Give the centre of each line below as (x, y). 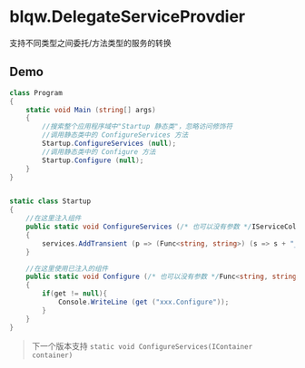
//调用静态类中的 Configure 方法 (99, 151)
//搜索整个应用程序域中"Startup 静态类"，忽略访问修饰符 (138, 127)
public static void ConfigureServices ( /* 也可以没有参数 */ (139, 227)
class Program (36, 92)
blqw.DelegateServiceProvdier (128, 17)
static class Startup (50, 201)
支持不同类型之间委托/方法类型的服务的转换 (91, 43)
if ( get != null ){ (74, 294)
